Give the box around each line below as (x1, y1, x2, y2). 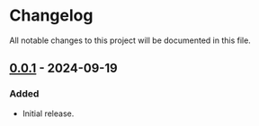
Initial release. (22, 108, 75, 119)
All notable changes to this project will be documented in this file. (9, 35, 252, 46)
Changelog (9, 5, 94, 26)
